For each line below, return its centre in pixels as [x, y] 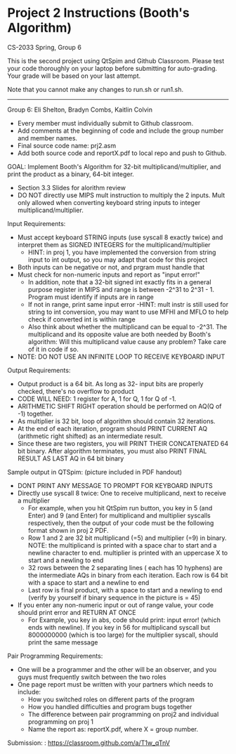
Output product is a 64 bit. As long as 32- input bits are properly [110, 383]
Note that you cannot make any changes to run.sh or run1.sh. [96, 89]
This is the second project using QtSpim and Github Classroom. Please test [116, 60]
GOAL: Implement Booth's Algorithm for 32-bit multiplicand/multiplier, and [114, 166]
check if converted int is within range [81, 319]
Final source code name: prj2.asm [67, 145]
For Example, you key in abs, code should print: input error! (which [124, 620]
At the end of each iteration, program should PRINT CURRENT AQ [112, 428]
